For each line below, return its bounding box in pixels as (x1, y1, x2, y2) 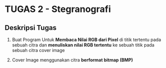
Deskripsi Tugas (5, 23, 57, 32)
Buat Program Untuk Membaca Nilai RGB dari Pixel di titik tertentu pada (12, 36, 161, 42)
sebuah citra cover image (12, 47, 65, 53)
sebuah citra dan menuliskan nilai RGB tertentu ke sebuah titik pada (12, 42, 154, 48)
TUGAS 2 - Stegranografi (5, 3, 111, 15)
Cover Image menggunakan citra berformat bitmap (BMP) (12, 57, 133, 63)
